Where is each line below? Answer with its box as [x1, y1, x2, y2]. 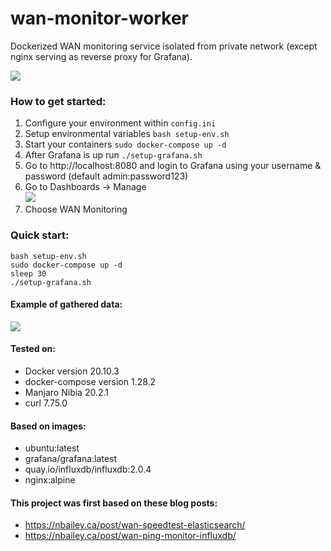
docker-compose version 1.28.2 [24, 375, 157, 387]
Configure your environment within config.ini [24, 117, 217, 129]
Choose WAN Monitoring [24, 203, 128, 216]
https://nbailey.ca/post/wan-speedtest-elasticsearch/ [24, 519, 246, 531]
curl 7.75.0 [24, 397, 68, 409]
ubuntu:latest [24, 442, 80, 454]
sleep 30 [10, 268, 47, 279]
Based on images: [10, 420, 87, 432]
